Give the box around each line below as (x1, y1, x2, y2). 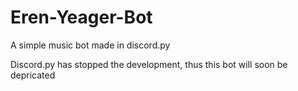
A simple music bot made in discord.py (10, 39, 171, 51)
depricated (10, 69, 56, 81)
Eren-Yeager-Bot (10, 6, 153, 29)
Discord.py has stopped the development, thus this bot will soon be (10, 58, 288, 70)
